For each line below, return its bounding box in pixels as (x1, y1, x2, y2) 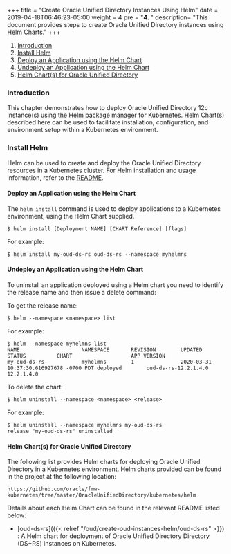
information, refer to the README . (7, 173, 104, 182)
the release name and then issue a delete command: (7, 288, 157, 296)
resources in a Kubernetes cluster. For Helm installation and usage (7, 166, 196, 174)
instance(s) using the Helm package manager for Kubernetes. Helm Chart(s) (7, 111, 225, 120)
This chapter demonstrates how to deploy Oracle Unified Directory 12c (7, 104, 209, 112)
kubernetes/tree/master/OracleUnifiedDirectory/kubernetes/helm (7, 492, 196, 499)
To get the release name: (7, 302, 78, 310)
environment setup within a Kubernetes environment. (7, 126, 158, 134)
